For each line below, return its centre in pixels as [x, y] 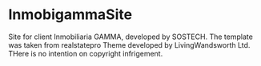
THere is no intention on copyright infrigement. [86, 53]
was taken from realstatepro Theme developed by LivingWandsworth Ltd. [129, 45]
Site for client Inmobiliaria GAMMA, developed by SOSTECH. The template [131, 37]
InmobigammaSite [70, 15]
